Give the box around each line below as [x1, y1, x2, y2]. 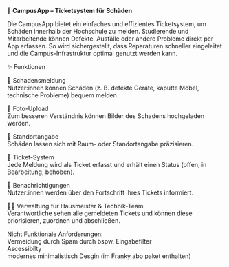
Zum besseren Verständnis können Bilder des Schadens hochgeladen [7, 112, 205, 120]
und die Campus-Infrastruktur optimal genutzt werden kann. [7, 49, 177, 57]
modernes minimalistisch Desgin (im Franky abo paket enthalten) [7, 252, 191, 260]
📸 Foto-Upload [7, 104, 49, 112]
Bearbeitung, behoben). [7, 168, 75, 176]
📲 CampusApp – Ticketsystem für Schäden [7, 7, 133, 14]
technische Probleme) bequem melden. [7, 91, 119, 99]
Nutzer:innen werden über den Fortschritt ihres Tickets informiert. [7, 188, 194, 197]
